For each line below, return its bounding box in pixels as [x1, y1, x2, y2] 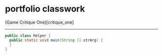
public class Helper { [5, 33, 51, 38]
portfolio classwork [5, 3, 85, 14]
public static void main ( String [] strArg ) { [9, 38, 103, 42]
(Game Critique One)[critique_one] [5, 19, 74, 25]
